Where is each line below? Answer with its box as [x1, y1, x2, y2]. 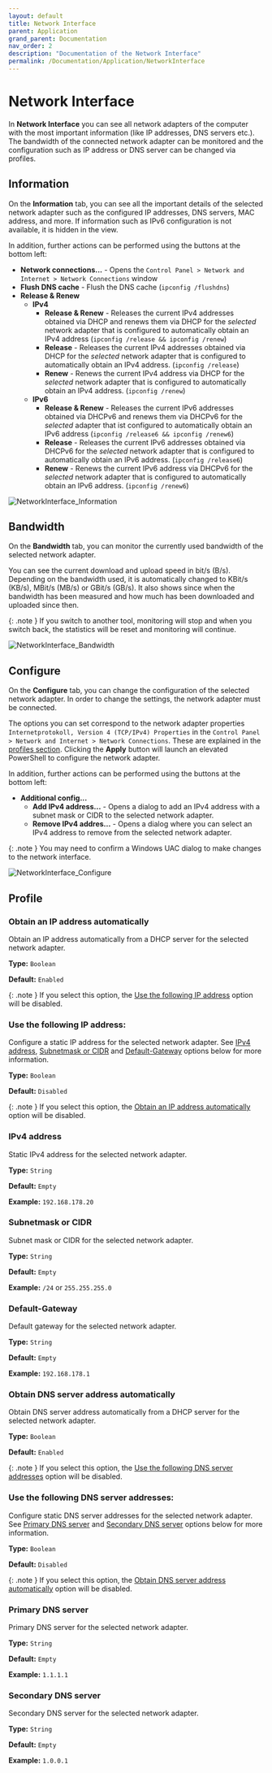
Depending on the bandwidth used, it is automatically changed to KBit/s [8, 574, 248, 584]
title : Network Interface [8, 20, 96, 28]
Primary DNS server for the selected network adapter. [8, 1623, 189, 1632]
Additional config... [19, 793, 88, 803]
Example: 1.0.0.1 [8, 1756, 69, 1766]
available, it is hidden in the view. [8, 224, 119, 234]
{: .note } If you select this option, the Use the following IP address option [8, 990, 253, 999]
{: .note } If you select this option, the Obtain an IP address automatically [8, 1102, 251, 1112]
